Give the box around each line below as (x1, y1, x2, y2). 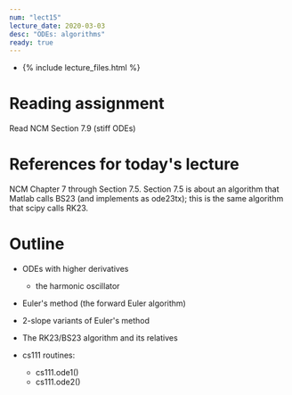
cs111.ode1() (35, 367, 79, 378)
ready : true (9, 37, 53, 47)
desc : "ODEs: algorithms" (9, 29, 105, 38)
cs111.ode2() (35, 376, 81, 388)
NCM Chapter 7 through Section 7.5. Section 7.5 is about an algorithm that (9, 184, 280, 194)
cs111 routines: (21, 350, 76, 361)
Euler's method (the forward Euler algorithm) (21, 298, 187, 309)
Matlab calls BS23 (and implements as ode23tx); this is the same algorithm (9, 193, 284, 204)
